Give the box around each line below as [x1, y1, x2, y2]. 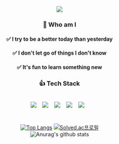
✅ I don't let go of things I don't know [12, 49, 107, 56]
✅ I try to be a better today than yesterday [6, 35, 113, 43]
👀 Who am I [42, 20, 77, 29]
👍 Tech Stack [38, 79, 81, 88]
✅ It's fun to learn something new [16, 63, 103, 71]
